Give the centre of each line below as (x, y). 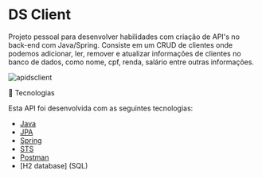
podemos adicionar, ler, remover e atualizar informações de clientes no (125, 53)
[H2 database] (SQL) (54, 165)
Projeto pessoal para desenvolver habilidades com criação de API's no (124, 37)
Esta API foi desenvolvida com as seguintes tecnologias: (101, 108)
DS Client (40, 15)
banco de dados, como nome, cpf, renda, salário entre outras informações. (131, 62)
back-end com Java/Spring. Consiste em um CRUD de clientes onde (121, 44)
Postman (34, 157)
